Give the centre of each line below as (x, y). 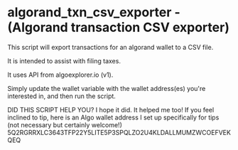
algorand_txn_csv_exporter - (94, 12)
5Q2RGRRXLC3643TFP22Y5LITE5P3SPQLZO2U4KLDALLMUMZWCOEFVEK (119, 132)
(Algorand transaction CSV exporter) (118, 27)
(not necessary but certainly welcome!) (65, 124)
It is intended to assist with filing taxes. (64, 60)
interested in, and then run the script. (61, 96)
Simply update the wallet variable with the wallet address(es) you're (107, 88)
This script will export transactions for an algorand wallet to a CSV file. (110, 47)
